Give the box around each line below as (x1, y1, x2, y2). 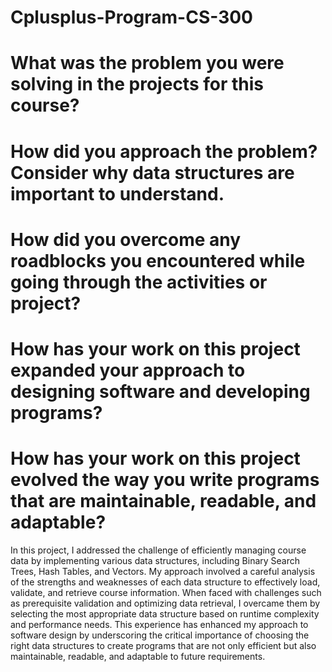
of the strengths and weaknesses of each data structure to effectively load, (10, 576, 321, 588)
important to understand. (10, 182, 225, 205)
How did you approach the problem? (10, 140, 318, 163)
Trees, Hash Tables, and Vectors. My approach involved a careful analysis (10, 565, 316, 577)
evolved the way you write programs (10, 469, 320, 491)
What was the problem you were (10, 52, 285, 75)
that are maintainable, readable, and (10, 490, 317, 513)
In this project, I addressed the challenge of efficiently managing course (10, 544, 307, 556)
